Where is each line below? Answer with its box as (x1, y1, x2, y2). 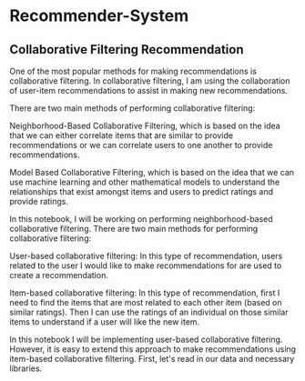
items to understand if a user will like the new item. (9, 316, 200, 327)
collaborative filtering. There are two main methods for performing (9, 224, 259, 234)
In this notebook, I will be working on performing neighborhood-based (9, 214, 273, 224)
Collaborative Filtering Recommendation (9, 42, 244, 57)
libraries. (9, 363, 43, 374)
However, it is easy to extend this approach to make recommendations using (9, 344, 297, 355)
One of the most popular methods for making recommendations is (9, 65, 258, 76)
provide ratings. (9, 196, 69, 206)
